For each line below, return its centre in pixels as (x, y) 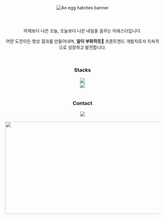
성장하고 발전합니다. (87, 47)
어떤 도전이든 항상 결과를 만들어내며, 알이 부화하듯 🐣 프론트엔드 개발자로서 (76, 41)
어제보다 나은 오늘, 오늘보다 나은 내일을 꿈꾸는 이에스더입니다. (82, 31)
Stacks (82, 70)
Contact (82, 103)
